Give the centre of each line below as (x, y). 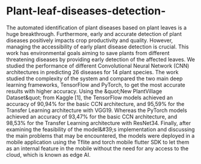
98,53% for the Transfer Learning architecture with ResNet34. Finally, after (98, 123)
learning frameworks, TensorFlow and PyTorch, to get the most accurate (96, 84)
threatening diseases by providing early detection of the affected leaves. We (100, 59)
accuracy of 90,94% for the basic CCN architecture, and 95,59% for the (95, 104)
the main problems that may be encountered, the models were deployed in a (100, 135)
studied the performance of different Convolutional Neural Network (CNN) (98, 66)
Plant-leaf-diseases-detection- (86, 11)
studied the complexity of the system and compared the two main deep (94, 78)
